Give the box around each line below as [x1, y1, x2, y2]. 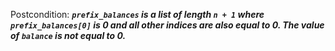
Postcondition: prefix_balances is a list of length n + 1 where [10, 9, 265, 20]
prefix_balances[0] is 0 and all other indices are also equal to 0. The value [10, 19, 325, 31]
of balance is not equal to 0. [10, 30, 127, 41]
